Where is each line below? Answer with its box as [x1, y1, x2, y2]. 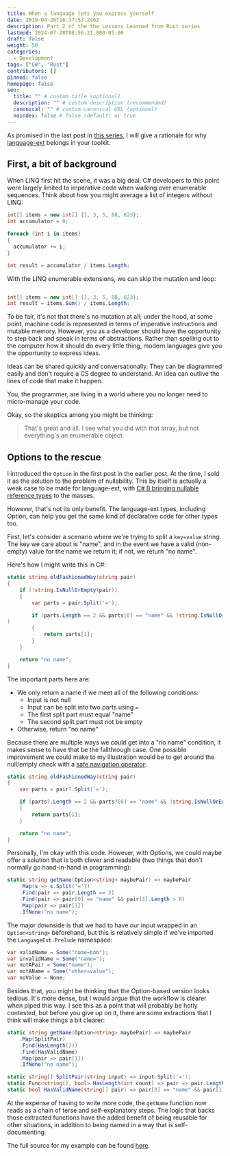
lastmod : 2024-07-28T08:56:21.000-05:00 [7, 29, 125, 36]
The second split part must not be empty [27, 717, 142, 725]
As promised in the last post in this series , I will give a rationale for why [7, 131, 207, 139]
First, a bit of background [7, 159, 117, 170]
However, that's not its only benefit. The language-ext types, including [7, 505, 206, 513]
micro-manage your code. [7, 398, 81, 406]
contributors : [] [7, 67, 57, 74]
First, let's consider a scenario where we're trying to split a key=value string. [7, 533, 222, 541]
